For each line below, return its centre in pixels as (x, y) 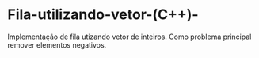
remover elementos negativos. (57, 44)
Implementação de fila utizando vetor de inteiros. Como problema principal (129, 37)
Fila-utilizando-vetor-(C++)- (103, 15)
